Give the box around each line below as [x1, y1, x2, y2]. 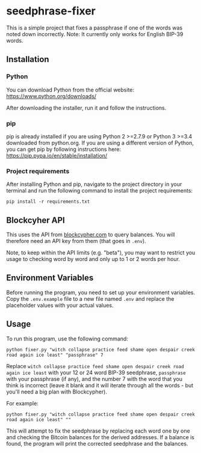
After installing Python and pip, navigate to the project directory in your [6, 180, 182, 188]
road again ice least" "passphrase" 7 [6, 352, 104, 358]
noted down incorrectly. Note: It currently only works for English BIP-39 [6, 30, 184, 37]
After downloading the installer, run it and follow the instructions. [6, 104, 167, 111]
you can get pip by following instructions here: [6, 146, 122, 153]
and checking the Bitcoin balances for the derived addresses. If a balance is [6, 433, 194, 440]
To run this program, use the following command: [6, 335, 128, 342]
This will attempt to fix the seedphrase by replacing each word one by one [6, 427, 191, 434]
